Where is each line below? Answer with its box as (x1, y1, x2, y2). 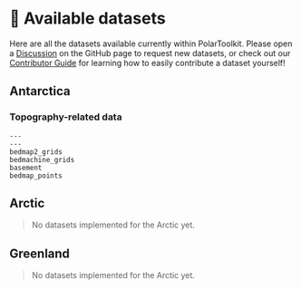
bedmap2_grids (9, 147, 63, 157)
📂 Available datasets (9, 8, 166, 29)
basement (9, 163, 43, 172)
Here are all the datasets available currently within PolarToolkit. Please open (9, 38, 293, 49)
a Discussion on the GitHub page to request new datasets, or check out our (9, 47, 291, 58)
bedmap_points (9, 171, 63, 180)
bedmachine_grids (9, 155, 75, 164)
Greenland (9, 246, 71, 261)
